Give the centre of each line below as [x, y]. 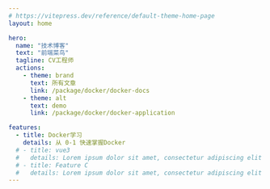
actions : [30, 68]
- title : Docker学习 [49, 135]
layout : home [30, 23]
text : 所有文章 [53, 83]
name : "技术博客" [42, 45]
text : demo [48, 106]
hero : [17, 38]
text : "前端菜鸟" [42, 53]
